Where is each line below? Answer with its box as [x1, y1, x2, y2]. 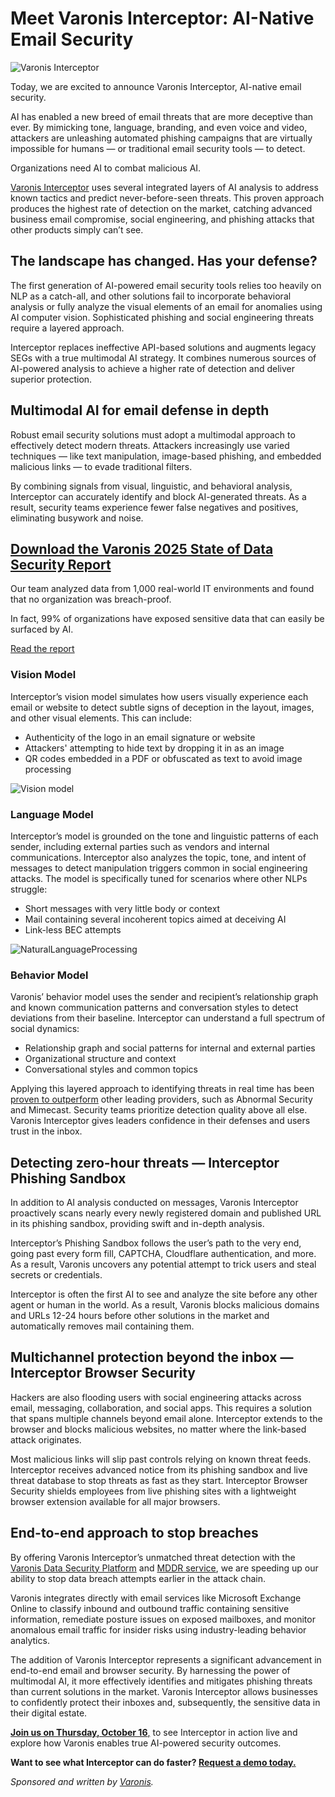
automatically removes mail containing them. [10, 1320, 195, 1332]
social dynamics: [10, 1023, 80, 1035]
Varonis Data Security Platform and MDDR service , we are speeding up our [10, 1562, 319, 1574]
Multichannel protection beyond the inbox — [10, 1349, 294, 1366]
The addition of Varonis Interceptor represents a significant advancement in [10, 1653, 322, 1666]
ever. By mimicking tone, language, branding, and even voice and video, [10, 121, 308, 133]
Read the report [10, 643, 75, 655]
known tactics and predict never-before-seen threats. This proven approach [10, 192, 325, 204]
